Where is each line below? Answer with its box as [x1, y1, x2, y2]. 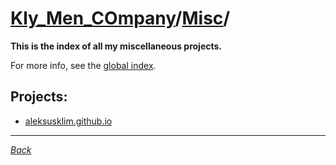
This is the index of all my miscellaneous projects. [10, 40, 223, 52]
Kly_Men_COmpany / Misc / [10, 7, 231, 30]
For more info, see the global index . [10, 59, 157, 71]
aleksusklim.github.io [24, 115, 113, 127]
